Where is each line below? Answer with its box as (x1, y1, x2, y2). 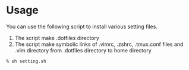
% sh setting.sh (6, 58, 46, 64)
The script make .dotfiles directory (14, 34, 100, 41)
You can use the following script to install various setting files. (6, 23, 157, 30)
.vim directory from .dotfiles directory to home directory (14, 46, 152, 54)
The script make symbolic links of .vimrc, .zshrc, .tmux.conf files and (14, 41, 184, 48)
